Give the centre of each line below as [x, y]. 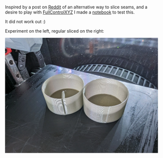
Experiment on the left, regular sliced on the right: [55, 31]
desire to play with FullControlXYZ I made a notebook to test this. [70, 12]
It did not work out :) [25, 22]
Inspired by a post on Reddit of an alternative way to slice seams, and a [76, 7]
